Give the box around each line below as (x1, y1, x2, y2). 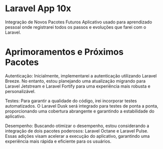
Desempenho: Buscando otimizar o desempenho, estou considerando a (5, 123, 150, 129)
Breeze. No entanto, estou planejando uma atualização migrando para (5, 78, 146, 84)
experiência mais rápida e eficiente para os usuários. (5, 138, 111, 144)
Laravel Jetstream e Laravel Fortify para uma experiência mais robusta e (5, 83, 150, 89)
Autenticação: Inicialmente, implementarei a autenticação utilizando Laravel (5, 73, 157, 78)
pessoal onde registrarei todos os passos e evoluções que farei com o (5, 24, 146, 30)
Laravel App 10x (5, 3, 72, 14)
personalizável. (5, 88, 36, 94)
